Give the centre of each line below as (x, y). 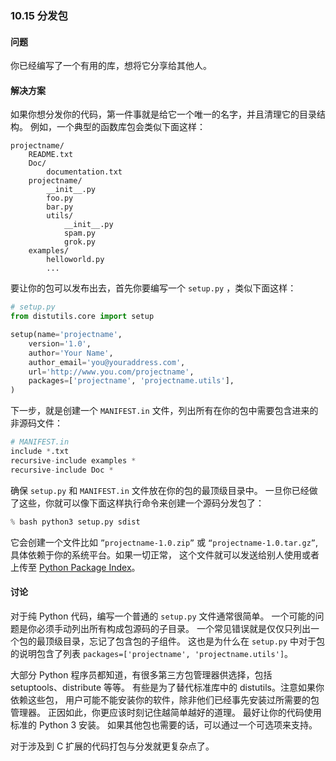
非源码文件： (36, 423)
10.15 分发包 (39, 15)
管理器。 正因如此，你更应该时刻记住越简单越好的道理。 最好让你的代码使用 (166, 712)
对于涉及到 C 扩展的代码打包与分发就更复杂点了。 (112, 746)
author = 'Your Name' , (71, 353)
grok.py (80, 242)
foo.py (60, 198)
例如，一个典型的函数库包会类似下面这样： (117, 127)
